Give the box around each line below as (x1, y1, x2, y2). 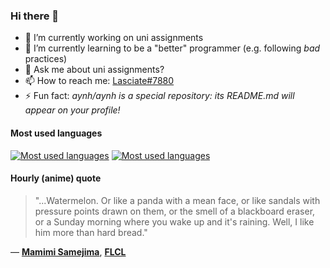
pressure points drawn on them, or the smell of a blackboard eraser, (34, 205, 316, 217)
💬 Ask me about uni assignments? (24, 64, 165, 76)
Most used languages (10, 127, 103, 139)
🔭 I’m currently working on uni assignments (24, 32, 204, 44)
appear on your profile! (24, 104, 121, 116)
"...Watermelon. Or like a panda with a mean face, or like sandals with (34, 194, 321, 206)
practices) (24, 53, 68, 65)
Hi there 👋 (10, 9, 60, 23)
